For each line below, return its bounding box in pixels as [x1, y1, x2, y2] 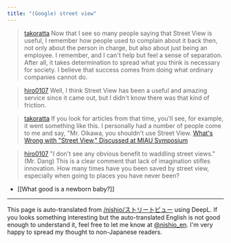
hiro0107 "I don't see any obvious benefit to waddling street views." [23, 149, 215, 158]
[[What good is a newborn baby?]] [16, 184, 115, 193]
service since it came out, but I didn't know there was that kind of [23, 94, 210, 102]
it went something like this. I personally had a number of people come [23, 121, 221, 129]
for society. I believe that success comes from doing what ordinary [23, 65, 214, 74]
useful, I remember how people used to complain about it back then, [23, 36, 218, 45]
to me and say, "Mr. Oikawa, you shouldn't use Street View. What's [23, 129, 213, 137]
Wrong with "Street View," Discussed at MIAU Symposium [23, 136, 188, 145]
